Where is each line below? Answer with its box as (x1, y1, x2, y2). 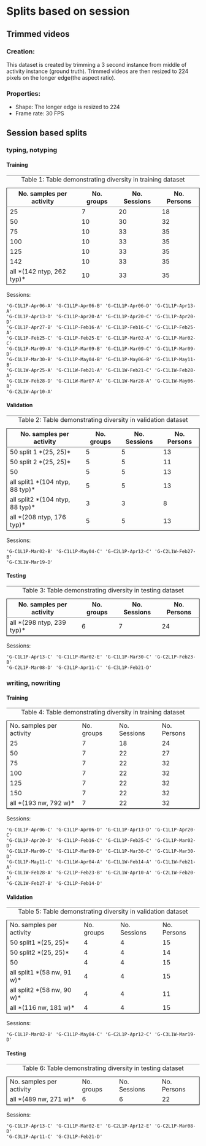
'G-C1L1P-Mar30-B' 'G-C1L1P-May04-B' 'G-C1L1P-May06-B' (6, 356, 152, 362)
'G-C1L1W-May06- (154, 378, 196, 384)
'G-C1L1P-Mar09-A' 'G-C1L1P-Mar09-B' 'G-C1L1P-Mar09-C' (6, 345, 152, 352)
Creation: (6, 47, 35, 56)
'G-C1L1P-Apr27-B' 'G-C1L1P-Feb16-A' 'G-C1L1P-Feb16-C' (6, 324, 152, 330)
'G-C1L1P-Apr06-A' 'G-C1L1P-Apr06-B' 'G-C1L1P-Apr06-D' (6, 302, 152, 309)
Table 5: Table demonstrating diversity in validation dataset (18, 907, 188, 916)
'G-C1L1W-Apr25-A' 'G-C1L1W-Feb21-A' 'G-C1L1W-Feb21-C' (6, 367, 152, 373)
